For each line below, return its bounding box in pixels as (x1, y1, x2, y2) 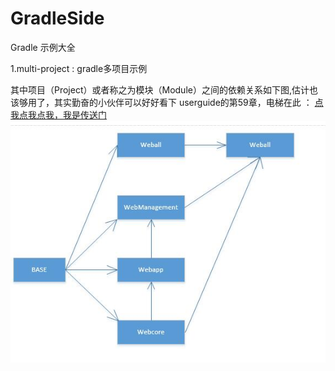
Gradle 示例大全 (10, 41, 76, 53)
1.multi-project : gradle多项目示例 (10, 62, 148, 74)
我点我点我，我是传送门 (10, 108, 107, 121)
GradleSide (10, 7, 105, 30)
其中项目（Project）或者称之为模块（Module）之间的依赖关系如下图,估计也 (10, 83, 318, 96)
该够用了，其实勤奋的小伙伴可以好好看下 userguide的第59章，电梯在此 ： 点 (10, 96, 324, 108)
